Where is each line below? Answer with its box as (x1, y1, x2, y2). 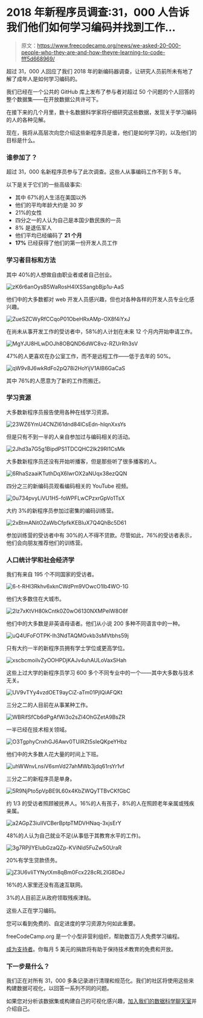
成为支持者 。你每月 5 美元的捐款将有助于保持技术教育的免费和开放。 (6, 946, 177, 953)
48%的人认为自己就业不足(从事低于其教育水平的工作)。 (6, 832, 144, 839)
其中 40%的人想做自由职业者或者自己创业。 (6, 271, 115, 278)
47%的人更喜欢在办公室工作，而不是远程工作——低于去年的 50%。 (6, 352, 174, 359)
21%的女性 (14, 209, 42, 216)
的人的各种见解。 (6, 116, 49, 123)
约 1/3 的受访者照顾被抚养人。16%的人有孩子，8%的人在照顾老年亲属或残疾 (6, 800, 195, 807)
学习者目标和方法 (6, 256, 56, 264)
